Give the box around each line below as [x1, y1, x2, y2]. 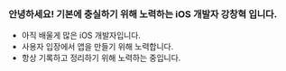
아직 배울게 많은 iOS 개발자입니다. [21, 30, 142, 41]
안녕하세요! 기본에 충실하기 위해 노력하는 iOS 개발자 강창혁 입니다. [8, 7, 278, 20]
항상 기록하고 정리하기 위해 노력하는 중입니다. [21, 52, 181, 64]
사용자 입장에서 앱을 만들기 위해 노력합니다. [21, 41, 174, 52]
